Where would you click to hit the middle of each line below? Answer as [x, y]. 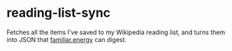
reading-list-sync [59, 13]
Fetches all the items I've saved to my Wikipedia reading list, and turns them [116, 32]
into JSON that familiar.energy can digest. [67, 39]
